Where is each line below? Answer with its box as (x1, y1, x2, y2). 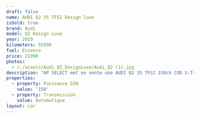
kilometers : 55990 (6, 42, 52, 48)
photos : (6, 58, 26, 64)
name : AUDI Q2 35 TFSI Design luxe (6, 14, 95, 20)
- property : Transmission (11, 92, 76, 98)
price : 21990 (6, 53, 39, 59)
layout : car (6, 103, 36, 109)
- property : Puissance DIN (11, 81, 79, 87)
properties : (6, 75, 36, 81)
